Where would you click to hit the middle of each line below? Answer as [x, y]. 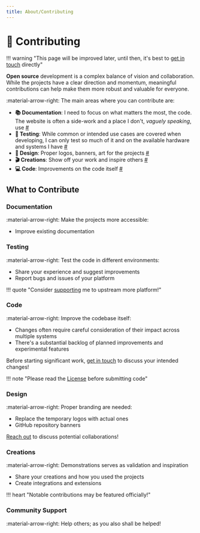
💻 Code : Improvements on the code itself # [69, 168]
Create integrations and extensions [58, 483]
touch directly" [25, 64]
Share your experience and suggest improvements [77, 272]
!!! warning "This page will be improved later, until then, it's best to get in [96, 58]
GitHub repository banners [48, 425]
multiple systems [36, 336]
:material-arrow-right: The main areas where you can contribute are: [90, 100]
